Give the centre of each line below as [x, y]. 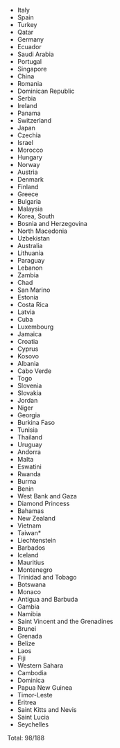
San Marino [34, 290]
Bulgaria [29, 201]
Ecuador [29, 47]
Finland [28, 187]
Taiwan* [29, 533]
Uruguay [30, 444]
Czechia [29, 135]
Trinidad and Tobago [47, 577]
